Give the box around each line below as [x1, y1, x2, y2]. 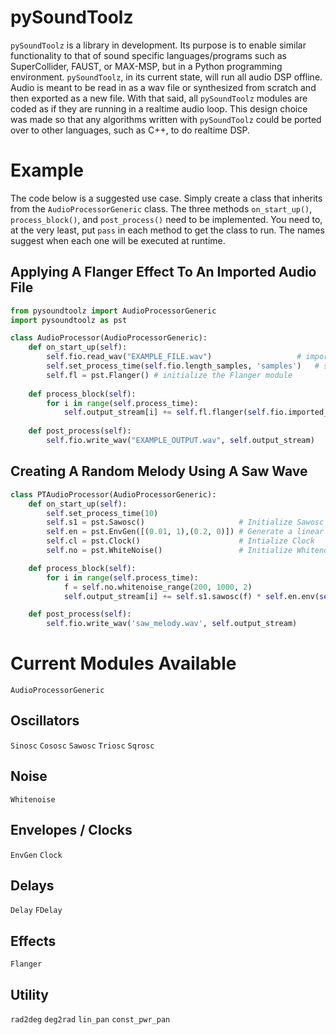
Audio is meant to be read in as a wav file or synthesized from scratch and [10, 81, 317, 93]
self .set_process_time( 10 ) [46, 508, 159, 518]
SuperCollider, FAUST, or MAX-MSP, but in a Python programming [10, 60, 283, 72]
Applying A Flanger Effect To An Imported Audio [10, 264, 317, 281]
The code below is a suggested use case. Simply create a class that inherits [10, 192, 323, 204]
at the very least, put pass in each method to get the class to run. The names [10, 224, 325, 236]
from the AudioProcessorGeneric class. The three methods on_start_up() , [10, 202, 313, 215]
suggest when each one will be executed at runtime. [10, 234, 226, 246]
